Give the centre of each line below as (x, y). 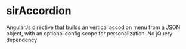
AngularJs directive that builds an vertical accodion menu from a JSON (93, 27)
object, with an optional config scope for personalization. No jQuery (89, 33)
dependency (22, 40)
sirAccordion (39, 11)
